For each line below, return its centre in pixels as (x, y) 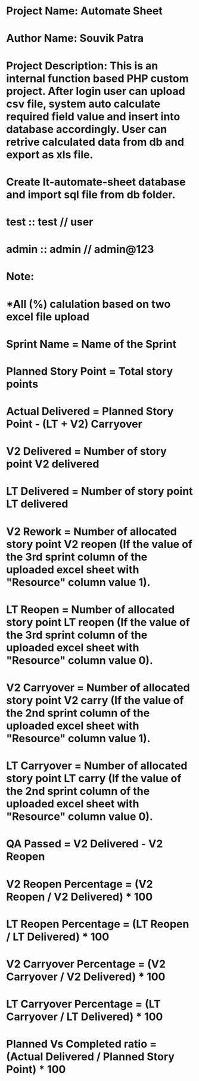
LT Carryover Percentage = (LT (83, 1004)
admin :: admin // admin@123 (80, 249)
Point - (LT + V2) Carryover (74, 424)
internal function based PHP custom (97, 78)
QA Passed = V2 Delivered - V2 (85, 844)
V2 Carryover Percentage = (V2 (86, 964)
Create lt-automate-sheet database (96, 182)
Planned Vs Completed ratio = (81, 1044)
